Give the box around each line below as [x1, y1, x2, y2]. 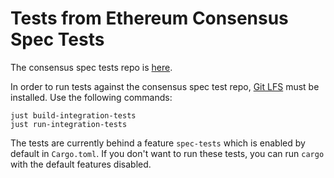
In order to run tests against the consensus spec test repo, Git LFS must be [10, 80, 320, 92]
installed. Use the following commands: [10, 91, 173, 103]
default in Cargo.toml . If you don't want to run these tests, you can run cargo [10, 147, 325, 159]
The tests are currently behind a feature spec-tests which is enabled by [10, 137, 306, 149]
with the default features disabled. [10, 158, 152, 170]
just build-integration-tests [10, 110, 137, 121]
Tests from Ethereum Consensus [10, 7, 289, 30]
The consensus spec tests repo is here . [10, 61, 173, 73]
